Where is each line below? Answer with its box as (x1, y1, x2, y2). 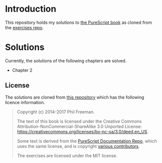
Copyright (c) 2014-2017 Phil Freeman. (17, 109, 95, 115)
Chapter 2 (12, 67, 33, 73)
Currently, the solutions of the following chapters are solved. (5, 57, 127, 64)
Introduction (5, 3, 57, 15)
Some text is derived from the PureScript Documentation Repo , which (17, 138, 157, 144)
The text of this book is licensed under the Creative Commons (17, 118, 142, 124)
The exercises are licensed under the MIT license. (17, 152, 118, 159)
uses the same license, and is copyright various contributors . (17, 143, 140, 149)
